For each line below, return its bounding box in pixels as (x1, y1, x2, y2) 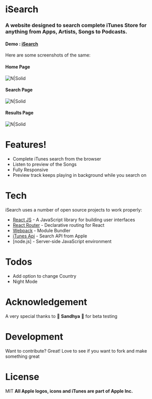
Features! (5, 139, 47, 151)
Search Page (5, 87, 33, 93)
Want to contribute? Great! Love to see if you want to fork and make (5, 348, 147, 354)
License (5, 371, 40, 383)
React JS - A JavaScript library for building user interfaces (12, 217, 136, 223)
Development (5, 331, 64, 342)
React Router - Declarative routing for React (12, 222, 105, 228)
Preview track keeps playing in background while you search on (12, 172, 146, 178)
